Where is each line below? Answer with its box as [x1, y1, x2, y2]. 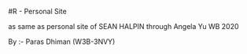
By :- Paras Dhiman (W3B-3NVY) [8, 37, 116, 46]
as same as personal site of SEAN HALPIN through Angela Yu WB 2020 [8, 22, 239, 31]
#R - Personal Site [8, 7, 67, 16]
